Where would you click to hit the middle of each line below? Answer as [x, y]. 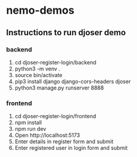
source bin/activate [38, 75]
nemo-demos [40, 10]
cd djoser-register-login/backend [55, 62]
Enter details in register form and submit [64, 141]
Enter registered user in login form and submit [71, 148]
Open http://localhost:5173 [47, 136]
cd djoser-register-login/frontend [55, 116]
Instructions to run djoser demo [66, 33]
